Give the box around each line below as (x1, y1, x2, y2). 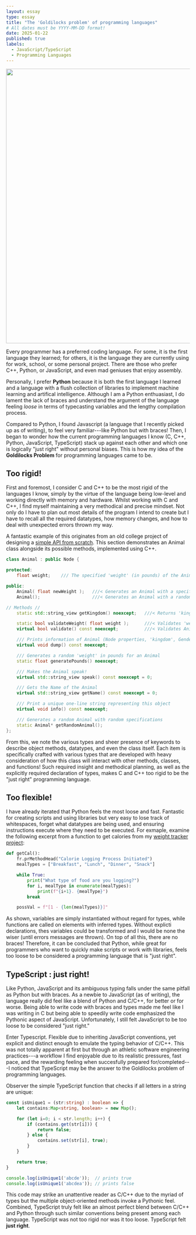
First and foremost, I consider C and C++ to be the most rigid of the (6, 484, 168, 491)
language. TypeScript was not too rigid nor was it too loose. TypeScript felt (6, 1216, 186, 1223)
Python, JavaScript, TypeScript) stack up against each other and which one (6, 439, 188, 446)
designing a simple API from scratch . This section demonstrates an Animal (6, 539, 185, 546)
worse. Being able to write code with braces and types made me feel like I (6, 1004, 184, 1011)
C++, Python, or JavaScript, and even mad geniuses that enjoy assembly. (6, 367, 183, 374)
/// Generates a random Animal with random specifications (16, 717, 163, 722)
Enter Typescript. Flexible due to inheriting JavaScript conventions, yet (6, 1033, 176, 1040)
